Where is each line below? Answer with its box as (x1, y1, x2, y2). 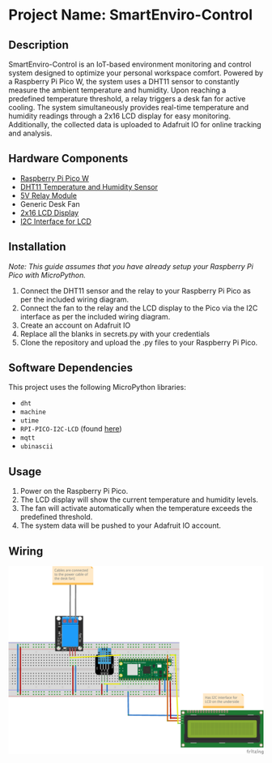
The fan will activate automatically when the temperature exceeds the (19, 504, 253, 513)
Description (8, 38, 69, 52)
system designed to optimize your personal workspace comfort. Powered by (8, 68, 264, 78)
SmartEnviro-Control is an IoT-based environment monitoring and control (8, 59, 252, 69)
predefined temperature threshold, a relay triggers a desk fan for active (8, 94, 246, 103)
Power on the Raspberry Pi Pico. (19, 487, 129, 496)
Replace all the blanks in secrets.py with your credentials (19, 328, 210, 338)
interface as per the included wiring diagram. (19, 311, 171, 321)
